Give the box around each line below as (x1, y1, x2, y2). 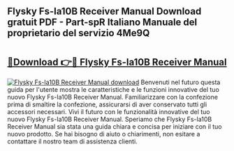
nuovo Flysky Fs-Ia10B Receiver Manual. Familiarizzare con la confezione (7, 93, 219, 101)
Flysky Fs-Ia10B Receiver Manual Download (7, 6, 202, 17)
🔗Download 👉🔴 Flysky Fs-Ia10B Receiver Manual (7, 56, 227, 68)
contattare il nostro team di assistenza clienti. (7, 137, 138, 145)
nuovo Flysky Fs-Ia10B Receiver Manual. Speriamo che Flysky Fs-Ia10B (7, 115, 212, 123)
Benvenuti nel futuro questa (140, 78, 221, 86)
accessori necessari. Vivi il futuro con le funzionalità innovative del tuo (7, 108, 210, 116)
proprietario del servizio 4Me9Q (7, 27, 150, 39)
